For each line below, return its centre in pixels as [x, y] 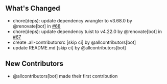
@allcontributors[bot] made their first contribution [65, 76]
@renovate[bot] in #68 [37, 26]
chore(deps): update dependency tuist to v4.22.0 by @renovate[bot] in [87, 31]
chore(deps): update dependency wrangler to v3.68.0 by [72, 20]
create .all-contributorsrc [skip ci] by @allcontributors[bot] [74, 42]
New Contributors [34, 64]
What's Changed [33, 8]
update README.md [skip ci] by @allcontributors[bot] [69, 47]
